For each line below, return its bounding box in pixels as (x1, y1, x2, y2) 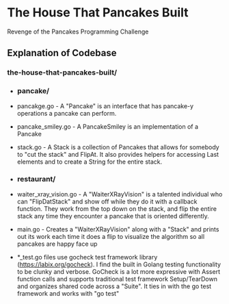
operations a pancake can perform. (16, 109, 117, 117)
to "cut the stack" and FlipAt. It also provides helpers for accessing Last (16, 150, 219, 158)
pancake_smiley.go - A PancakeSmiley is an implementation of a (16, 122, 199, 131)
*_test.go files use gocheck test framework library (16, 253, 158, 261)
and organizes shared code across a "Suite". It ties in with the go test (16, 282, 212, 290)
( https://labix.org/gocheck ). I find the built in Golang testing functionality (16, 260, 221, 268)
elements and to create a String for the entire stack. (16, 157, 163, 166)
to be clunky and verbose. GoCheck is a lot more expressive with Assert (16, 267, 221, 275)
